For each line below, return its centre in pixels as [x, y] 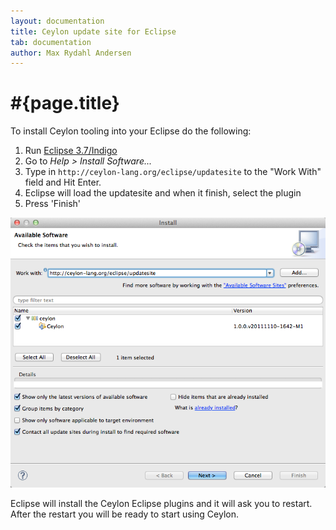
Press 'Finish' [53, 204]
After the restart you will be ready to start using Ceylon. [125, 514]
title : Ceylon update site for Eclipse [93, 31]
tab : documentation [51, 42]
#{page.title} [65, 103]
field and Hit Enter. [63, 182]
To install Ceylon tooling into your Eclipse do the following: [131, 131]
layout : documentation [57, 21]
